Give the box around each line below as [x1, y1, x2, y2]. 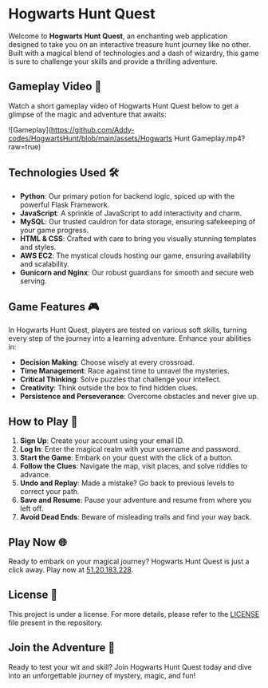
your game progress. [19, 225, 89, 235]
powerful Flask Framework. [19, 200, 110, 209]
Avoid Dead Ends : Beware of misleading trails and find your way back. [19, 512, 252, 522]
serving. [19, 276, 47, 286]
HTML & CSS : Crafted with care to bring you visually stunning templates [19, 233, 257, 243]
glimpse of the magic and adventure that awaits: [8, 109, 167, 119]
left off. [19, 504, 44, 513]
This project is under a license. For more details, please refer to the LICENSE [8, 609, 260, 619]
